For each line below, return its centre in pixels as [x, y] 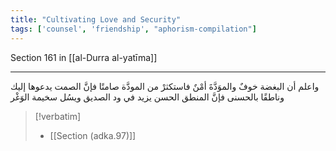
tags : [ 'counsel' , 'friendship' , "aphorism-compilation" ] [133, 29]
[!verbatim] [58, 116]
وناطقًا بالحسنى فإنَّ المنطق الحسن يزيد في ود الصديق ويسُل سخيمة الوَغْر [147, 97]
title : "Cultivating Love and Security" [96, 19]
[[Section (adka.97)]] [93, 135]
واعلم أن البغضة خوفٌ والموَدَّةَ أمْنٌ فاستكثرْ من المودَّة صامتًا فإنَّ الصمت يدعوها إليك [165, 86]
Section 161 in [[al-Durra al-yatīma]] [84, 57]
